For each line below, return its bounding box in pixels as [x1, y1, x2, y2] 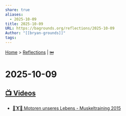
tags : [5, 35, 16, 40]
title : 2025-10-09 [5, 21, 43, 26]
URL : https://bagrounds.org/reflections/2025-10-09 [5, 26, 115, 31]
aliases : [5, 12, 23, 17]
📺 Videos [5, 89, 36, 97]
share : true [5, 7, 30, 12]
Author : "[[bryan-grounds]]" [5, 30, 66, 35]
